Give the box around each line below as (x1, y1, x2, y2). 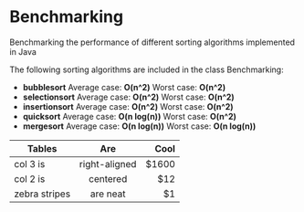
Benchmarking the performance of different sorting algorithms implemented (9, 37, 295, 48)
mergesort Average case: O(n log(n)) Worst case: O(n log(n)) (22, 121, 257, 132)
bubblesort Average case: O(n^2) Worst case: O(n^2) (22, 81, 226, 92)
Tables (26, 142, 58, 154)
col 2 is (14, 172, 46, 185)
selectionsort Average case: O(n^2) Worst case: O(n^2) (22, 91, 235, 102)
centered (88, 172, 128, 185)
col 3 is (14, 157, 46, 170)
